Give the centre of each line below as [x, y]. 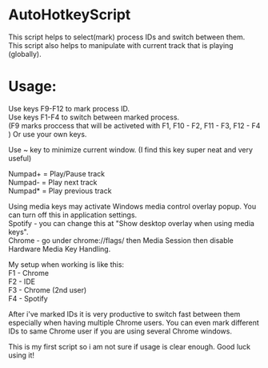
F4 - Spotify [28, 298]
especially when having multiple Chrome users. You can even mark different [134, 322]
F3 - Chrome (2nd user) [48, 289]
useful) [20, 158]
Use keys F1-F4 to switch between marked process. [94, 117]
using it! [21, 355]
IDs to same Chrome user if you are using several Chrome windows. [120, 331]
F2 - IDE [22, 281]
